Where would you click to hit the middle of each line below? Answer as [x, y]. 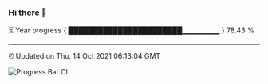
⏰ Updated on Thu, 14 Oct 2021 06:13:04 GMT [85, 56]
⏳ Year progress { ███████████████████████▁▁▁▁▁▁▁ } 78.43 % [132, 30]
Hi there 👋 [28, 13]
